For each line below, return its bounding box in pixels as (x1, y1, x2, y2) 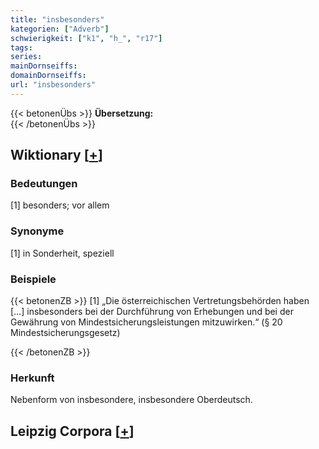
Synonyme (10, 224, 65, 238)
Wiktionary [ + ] (10, 147, 103, 164)
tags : (10, 42, 33, 53)
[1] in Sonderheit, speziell (10, 247, 115, 259)
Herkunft (10, 371, 55, 385)
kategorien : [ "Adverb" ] (10, 24, 110, 34)
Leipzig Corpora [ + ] (10, 422, 135, 440)
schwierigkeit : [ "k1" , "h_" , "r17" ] (10, 33, 163, 43)
